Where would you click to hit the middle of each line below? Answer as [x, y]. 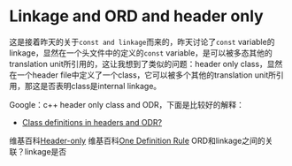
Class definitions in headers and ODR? [92, 122]
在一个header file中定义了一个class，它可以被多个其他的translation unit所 [143, 75]
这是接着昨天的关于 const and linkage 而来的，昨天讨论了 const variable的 [142, 41]
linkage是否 [46, 151]
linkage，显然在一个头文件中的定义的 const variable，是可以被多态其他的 [141, 53]
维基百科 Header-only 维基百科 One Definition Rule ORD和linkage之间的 [137, 140]
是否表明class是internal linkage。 [100, 86]
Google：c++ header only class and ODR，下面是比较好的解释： [127, 104]
